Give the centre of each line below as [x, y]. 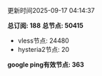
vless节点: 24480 [43, 40]
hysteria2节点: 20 [44, 49]
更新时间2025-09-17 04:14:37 [51, 10]
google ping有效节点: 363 [46, 65]
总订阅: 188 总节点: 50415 [46, 26]
